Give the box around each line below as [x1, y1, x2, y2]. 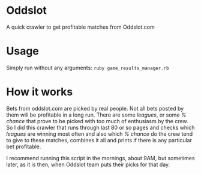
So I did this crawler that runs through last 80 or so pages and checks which [6, 124, 195, 131]
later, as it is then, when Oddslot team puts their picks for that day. [6, 161, 170, 168]
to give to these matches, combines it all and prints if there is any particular [6, 136, 192, 144]
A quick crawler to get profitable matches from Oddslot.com [6, 23, 155, 30]
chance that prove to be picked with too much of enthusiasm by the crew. [6, 117, 188, 124]
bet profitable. [6, 143, 41, 150]
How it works [6, 85, 73, 99]
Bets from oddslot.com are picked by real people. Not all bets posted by [6, 105, 184, 112]
